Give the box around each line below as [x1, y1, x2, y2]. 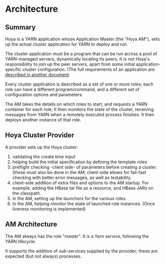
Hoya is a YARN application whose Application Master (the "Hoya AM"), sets [5, 36, 160, 42]
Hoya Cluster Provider [5, 131, 75, 140]
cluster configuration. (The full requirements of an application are [22, 66, 155, 72]
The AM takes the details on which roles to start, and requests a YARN [5, 101, 148, 107]
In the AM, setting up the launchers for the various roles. [12, 195, 127, 201]
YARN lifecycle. [5, 238, 36, 244]
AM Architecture [5, 220, 58, 229]
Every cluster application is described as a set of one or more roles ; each [5, 81, 154, 87]
